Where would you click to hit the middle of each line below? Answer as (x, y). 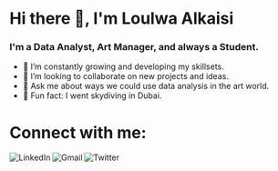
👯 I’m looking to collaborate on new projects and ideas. (126, 76)
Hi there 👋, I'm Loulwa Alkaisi (122, 19)
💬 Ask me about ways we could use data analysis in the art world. (146, 86)
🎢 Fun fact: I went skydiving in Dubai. (92, 96)
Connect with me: (78, 132)
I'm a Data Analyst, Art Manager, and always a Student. (134, 47)
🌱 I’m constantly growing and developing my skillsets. (124, 66)
